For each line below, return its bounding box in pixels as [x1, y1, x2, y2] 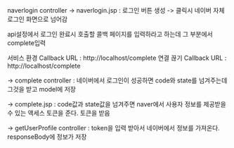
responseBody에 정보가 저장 [7, 132, 87, 141]
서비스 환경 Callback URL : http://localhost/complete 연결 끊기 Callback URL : [7, 54, 227, 62]
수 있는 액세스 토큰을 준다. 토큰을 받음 [7, 109, 110, 117]
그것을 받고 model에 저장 [7, 85, 76, 93]
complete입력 [7, 39, 46, 47]
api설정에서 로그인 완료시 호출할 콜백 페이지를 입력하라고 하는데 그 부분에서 [7, 30, 213, 38]
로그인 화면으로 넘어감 [7, 15, 68, 23]
